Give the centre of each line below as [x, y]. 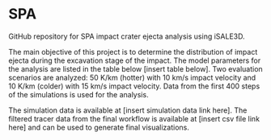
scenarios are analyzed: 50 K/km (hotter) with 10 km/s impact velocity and [132, 77]
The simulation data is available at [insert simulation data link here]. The [128, 110]
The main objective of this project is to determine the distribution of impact [133, 51]
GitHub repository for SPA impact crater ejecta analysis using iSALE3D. [127, 36]
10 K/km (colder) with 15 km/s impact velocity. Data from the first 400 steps [134, 86]
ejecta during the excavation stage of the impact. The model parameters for [135, 60]
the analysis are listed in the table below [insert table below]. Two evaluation [135, 68]
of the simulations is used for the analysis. [78, 94]
